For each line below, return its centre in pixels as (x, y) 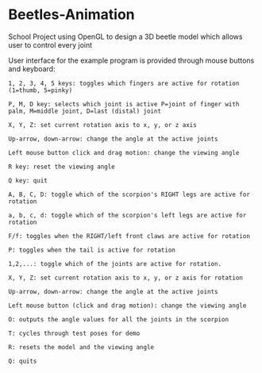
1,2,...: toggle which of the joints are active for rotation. (115, 263)
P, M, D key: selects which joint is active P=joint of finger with (124, 104)
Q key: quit (28, 180)
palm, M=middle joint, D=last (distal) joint (85, 111)
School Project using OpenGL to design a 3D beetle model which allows (125, 37)
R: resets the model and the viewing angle (81, 347)
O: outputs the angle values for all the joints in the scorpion (118, 319)
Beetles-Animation (71, 15)
